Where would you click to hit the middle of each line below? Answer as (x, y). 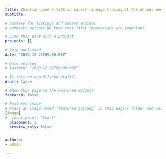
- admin (13, 145)
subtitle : (15, 14)
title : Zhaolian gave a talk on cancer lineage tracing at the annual (79, 10)
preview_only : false (31, 127)
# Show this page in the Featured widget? (49, 91)
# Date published (23, 50)
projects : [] (19, 41)
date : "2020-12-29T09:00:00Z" (36, 55)
